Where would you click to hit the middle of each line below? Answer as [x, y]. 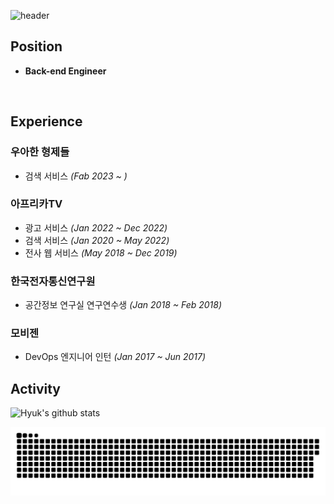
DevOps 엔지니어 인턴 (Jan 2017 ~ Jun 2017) [115, 357]
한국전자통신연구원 [53, 281]
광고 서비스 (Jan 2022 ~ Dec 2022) [96, 227]
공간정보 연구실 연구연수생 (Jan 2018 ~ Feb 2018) [123, 305]
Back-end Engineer [65, 71]
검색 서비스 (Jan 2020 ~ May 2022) [97, 240]
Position [36, 46]
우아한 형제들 [40, 152]
